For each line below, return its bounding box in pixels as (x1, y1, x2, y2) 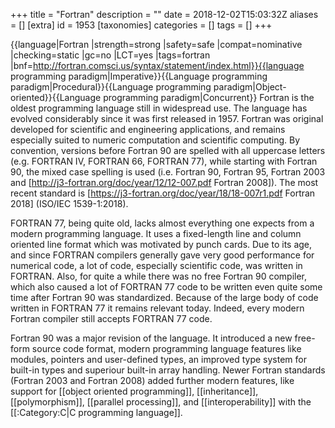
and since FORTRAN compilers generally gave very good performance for (10, 249, 315, 261)
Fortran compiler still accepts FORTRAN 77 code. (10, 313, 213, 324)
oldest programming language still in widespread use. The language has (10, 102, 308, 114)
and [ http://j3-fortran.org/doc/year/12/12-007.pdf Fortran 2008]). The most (10, 177, 319, 188)
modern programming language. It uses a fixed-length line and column (10, 228, 302, 239)
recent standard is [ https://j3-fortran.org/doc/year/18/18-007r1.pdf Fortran (10, 187, 316, 199)
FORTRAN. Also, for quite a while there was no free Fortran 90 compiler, (10, 270, 308, 282)
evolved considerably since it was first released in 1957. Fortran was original (10, 113, 324, 124)
